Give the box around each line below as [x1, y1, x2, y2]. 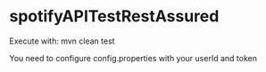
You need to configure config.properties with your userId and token [9, 52, 257, 63]
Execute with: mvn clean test [9, 36, 115, 46]
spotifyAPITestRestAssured [9, 6, 220, 27]
